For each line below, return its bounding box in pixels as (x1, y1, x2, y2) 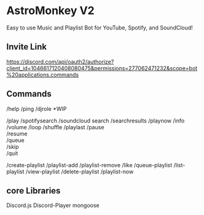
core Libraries (6, 185, 61, 196)
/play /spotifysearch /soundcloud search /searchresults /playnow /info (6, 117, 185, 124)
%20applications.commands (6, 71, 79, 78)
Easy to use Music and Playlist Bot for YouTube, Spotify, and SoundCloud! (6, 24, 194, 31)
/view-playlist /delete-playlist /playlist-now (25, 168, 134, 175)
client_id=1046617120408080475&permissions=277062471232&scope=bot (6, 64, 198, 72)
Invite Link (6, 42, 47, 52)
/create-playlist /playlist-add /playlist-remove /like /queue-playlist (6, 161, 173, 168)
